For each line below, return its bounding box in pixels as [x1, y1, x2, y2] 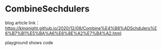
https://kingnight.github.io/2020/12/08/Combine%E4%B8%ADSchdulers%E [5, 25, 157, 31]
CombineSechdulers [5, 3, 90, 14]
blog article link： [5, 20, 40, 25]
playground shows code [5, 39, 53, 45]
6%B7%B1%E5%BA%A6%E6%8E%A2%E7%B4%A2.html [5, 30, 122, 36]
